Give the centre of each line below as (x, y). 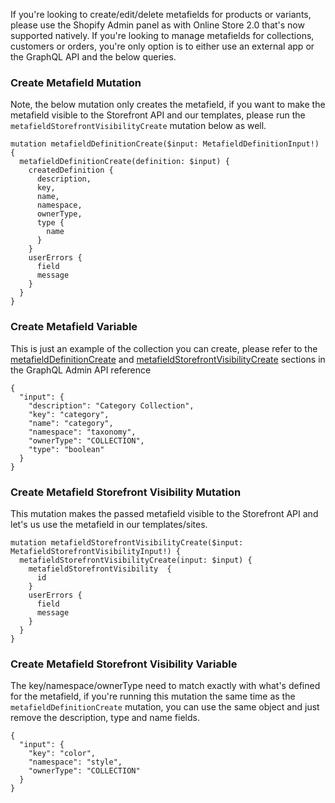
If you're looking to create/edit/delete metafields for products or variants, (161, 14)
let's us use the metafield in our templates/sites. (109, 524)
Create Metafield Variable (74, 327)
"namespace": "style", (75, 762)
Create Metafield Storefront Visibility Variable (124, 664)
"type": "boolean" (66, 449)
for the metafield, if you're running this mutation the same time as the (153, 696)
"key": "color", (62, 754)
